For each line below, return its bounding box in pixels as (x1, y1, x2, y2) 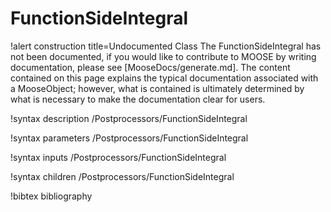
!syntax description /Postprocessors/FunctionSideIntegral (10, 112, 248, 124)
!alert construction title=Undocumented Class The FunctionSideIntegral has (10, 40, 322, 52)
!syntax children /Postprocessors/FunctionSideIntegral (10, 170, 235, 182)
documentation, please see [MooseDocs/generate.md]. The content (10, 61, 291, 73)
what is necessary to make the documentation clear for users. (10, 93, 266, 105)
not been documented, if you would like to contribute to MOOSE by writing (10, 50, 317, 62)
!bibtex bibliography (10, 190, 93, 202)
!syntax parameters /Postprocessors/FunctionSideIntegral (10, 132, 249, 144)
